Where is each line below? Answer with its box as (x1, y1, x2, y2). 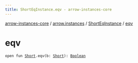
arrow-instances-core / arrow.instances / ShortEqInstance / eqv (5, 20, 133, 26)
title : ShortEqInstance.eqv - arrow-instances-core (5, 7, 112, 12)
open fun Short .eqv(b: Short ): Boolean (5, 53, 86, 58)
